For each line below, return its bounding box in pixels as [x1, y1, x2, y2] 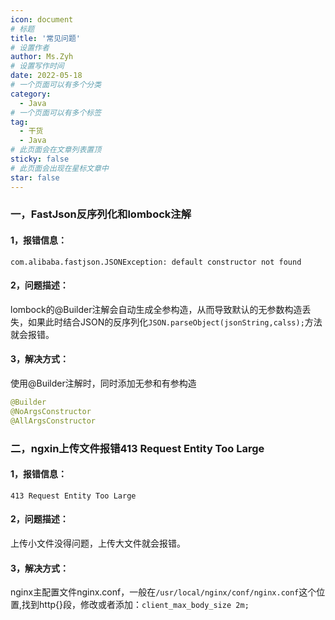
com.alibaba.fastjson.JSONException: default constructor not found [10, 257, 302, 267]
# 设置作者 [10, 42, 50, 53]
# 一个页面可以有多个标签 [10, 107, 102, 118]
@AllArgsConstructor [10, 416, 97, 426]
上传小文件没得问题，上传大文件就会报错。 [10, 537, 186, 549]
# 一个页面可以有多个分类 [10, 80, 102, 90]
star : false [10, 172, 60, 183]
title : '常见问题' [10, 33, 82, 43]
